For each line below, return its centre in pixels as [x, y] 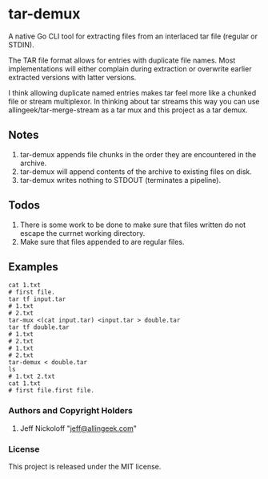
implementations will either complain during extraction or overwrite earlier [130, 68]
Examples [33, 267]
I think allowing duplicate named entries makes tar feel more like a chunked [132, 92]
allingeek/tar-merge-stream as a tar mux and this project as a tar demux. [128, 110]
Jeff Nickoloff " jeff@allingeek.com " [78, 428]
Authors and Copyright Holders [71, 411]
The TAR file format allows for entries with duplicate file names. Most [122, 60]
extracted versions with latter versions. [72, 77]
